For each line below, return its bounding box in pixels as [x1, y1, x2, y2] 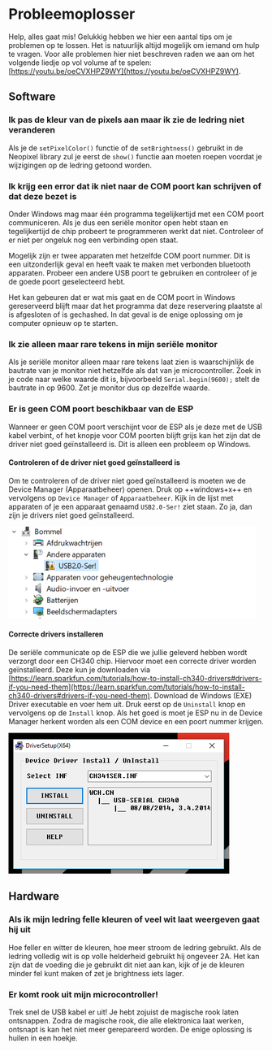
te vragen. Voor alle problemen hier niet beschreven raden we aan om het [8, 49, 255, 59]
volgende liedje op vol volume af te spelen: [8, 58, 152, 67]
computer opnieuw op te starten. [8, 318, 119, 328]
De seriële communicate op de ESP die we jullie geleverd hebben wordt [8, 647, 248, 657]
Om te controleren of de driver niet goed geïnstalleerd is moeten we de [8, 476, 246, 485]
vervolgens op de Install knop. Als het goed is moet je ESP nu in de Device [8, 708, 263, 718]
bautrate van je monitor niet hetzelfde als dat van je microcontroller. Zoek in [8, 366, 261, 376]
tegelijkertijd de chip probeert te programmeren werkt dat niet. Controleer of [8, 226, 264, 236]
